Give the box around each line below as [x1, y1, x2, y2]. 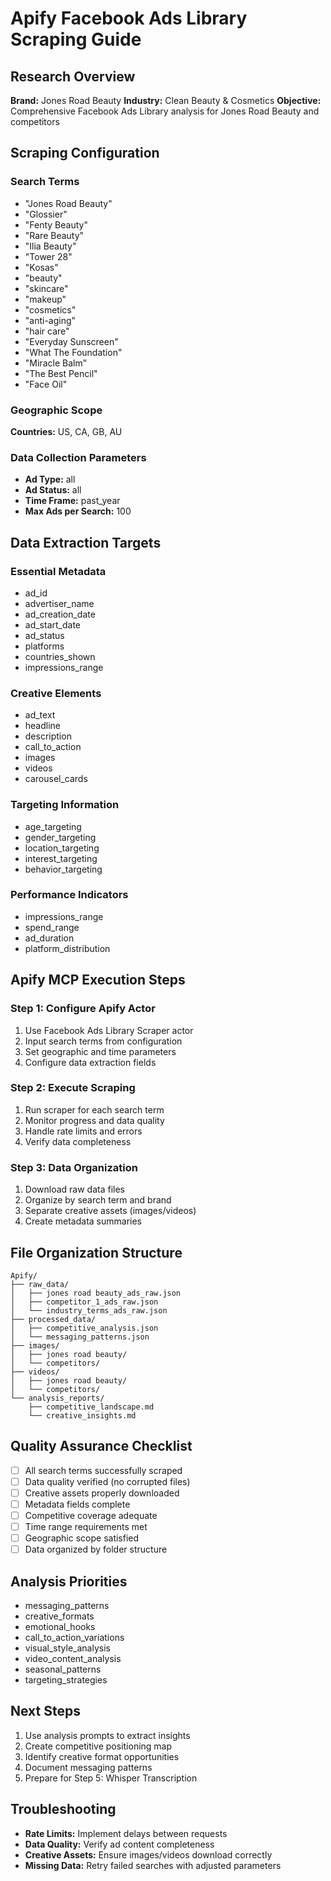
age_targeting [24, 820, 82, 832]
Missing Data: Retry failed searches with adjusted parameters [24, 1859, 282, 1871]
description [24, 730, 72, 742]
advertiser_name [24, 597, 95, 609]
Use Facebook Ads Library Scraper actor [24, 1024, 194, 1036]
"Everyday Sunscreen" [24, 335, 119, 347]
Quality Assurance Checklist [10, 1438, 193, 1455]
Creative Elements [10, 686, 102, 700]
